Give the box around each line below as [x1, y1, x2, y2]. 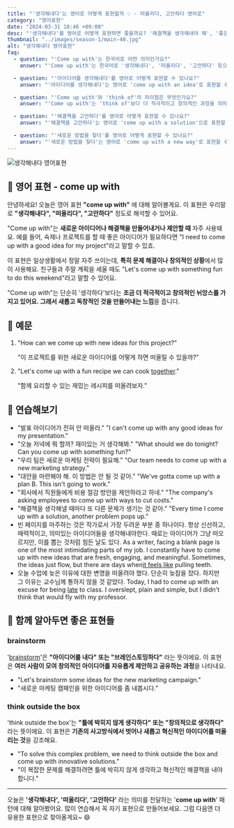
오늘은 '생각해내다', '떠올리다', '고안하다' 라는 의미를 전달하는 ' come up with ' [7, 796, 218, 804]
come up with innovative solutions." [17, 758, 120, 766]
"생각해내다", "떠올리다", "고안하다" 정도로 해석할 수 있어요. [14, 209, 178, 218]
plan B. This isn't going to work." [17, 480, 111, 488]
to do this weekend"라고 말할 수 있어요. [7, 273, 117, 283]
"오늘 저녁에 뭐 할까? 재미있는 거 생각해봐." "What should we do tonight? [17, 440, 218, 449]
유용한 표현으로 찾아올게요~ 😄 [7, 813, 91, 822]
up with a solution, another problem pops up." [17, 512, 149, 520]
